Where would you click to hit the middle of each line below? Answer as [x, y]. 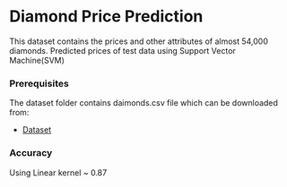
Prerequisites [39, 83]
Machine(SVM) [37, 60]
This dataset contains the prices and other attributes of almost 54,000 [139, 41]
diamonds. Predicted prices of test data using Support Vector [122, 50]
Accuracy [31, 153]
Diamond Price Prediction [106, 17]
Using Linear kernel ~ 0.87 [58, 173]
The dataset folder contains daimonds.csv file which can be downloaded [143, 103]
